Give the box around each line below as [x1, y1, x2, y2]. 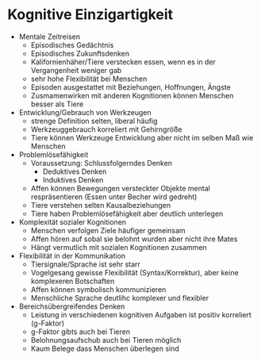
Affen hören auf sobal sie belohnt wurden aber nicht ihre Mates [30, 234, 238, 244]
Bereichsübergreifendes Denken [18, 301, 125, 311]
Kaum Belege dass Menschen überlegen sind [30, 344, 179, 353]
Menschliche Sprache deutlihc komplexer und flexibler [30, 293, 209, 302]
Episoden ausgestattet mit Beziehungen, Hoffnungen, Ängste [30, 82, 231, 92]
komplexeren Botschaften [30, 276, 115, 286]
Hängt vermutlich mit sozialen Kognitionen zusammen [30, 242, 207, 252]
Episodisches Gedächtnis [30, 40, 114, 49]
